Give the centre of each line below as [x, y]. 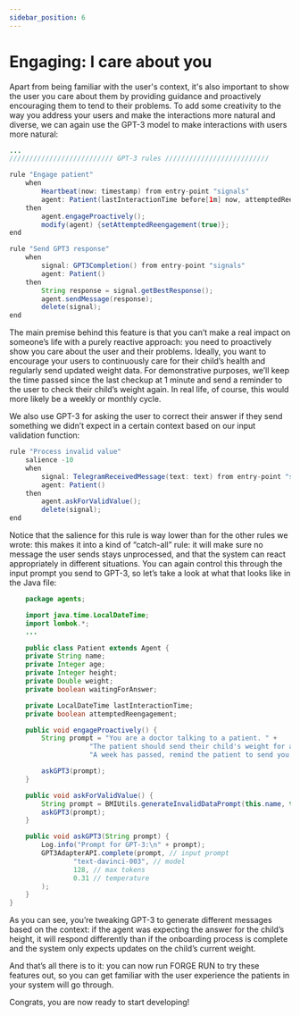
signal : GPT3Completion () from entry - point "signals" [143, 266]
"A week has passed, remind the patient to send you [189, 755]
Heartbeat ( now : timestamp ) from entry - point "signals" [146, 192]
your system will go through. [62, 985]
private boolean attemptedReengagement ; [101, 714]
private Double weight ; [70, 681]
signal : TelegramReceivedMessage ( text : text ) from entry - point [161, 476]
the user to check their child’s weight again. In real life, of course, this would [149, 390]
